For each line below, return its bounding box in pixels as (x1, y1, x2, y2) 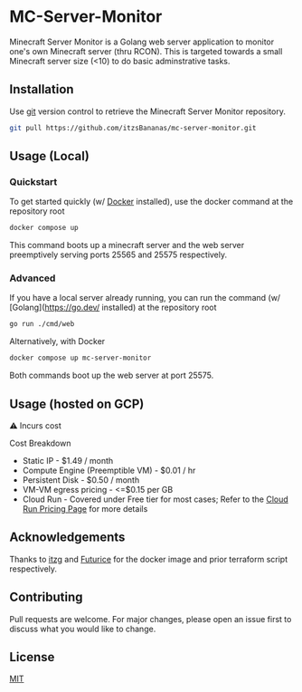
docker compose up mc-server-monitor (9, 353, 152, 363)
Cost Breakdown (9, 437, 71, 449)
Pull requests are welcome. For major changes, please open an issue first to (9, 613, 292, 624)
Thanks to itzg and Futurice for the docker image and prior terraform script (9, 553, 288, 564)
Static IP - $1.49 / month (22, 456, 114, 466)
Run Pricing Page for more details (22, 504, 148, 514)
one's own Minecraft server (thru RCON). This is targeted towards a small (9, 45, 283, 56)
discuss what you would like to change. (9, 623, 156, 634)
